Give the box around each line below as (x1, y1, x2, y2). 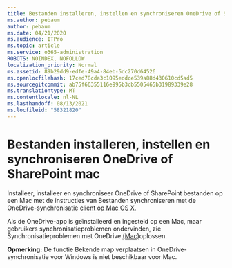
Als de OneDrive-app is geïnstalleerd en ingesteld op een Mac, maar (7, 217, 202, 225)
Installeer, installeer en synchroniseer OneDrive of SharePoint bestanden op (7, 188, 223, 197)
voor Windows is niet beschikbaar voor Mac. (50, 252, 177, 260)
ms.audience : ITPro (7, 36, 64, 43)
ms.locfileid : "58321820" (7, 107, 81, 114)
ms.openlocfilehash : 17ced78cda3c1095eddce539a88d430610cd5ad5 (7, 74, 193, 82)
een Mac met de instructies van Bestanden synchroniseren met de (7, 196, 197, 204)
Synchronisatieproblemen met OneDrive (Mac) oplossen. (7, 231, 168, 240)
